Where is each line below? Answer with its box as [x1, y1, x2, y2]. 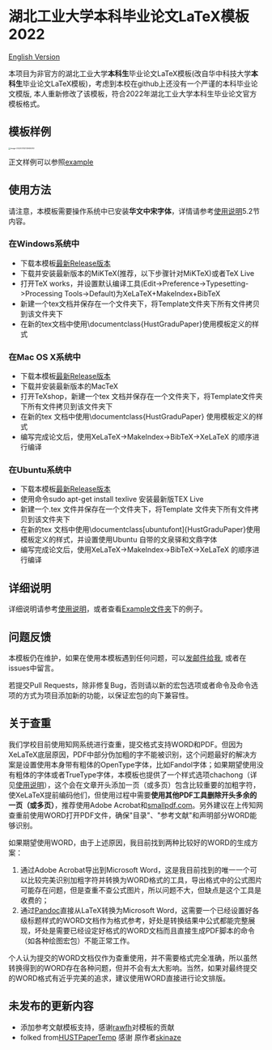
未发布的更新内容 [8, 999, 94, 1013]
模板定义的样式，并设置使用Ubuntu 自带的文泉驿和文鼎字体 [19, 535, 218, 545]
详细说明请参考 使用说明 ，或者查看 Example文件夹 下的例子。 [8, 604, 208, 614]
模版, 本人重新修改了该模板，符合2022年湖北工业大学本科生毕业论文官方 [15, 88, 257, 98]
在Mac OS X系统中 [8, 351, 81, 363]
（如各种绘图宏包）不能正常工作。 [19, 936, 134, 946]
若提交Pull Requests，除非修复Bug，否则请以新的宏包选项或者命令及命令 [8, 681, 252, 691]
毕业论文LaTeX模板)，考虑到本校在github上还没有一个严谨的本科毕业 [23, 79, 251, 88]
